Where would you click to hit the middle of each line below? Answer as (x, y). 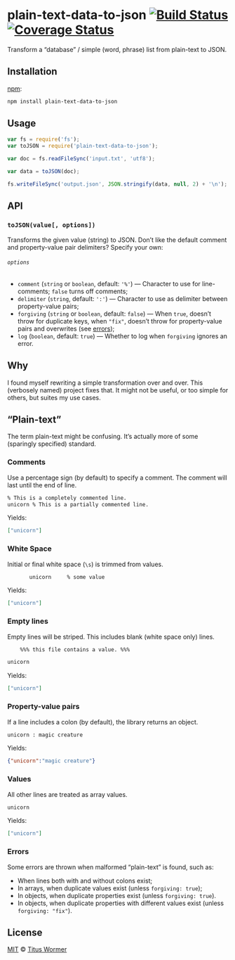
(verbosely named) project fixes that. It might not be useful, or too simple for (118, 390)
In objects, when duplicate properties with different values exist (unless (121, 903)
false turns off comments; (90, 291)
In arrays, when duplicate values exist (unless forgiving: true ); (110, 888)
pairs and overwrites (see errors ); (66, 328)
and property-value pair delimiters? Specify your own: (85, 247)
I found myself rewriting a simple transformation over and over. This (105, 383)
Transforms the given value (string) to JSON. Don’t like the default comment (117, 240)
